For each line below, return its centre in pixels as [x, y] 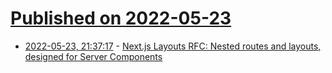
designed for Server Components [93, 56]
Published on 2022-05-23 [121, 18]
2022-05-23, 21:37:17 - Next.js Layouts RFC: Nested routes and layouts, [173, 46]
